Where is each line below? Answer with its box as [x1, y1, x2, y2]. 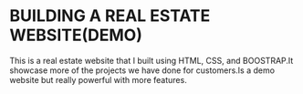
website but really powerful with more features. [9, 74, 187, 85]
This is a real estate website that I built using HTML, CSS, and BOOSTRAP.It [9, 55, 294, 66]
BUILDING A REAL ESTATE [9, 5, 211, 26]
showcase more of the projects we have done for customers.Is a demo [9, 65, 276, 76]
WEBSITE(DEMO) [9, 25, 143, 46]
